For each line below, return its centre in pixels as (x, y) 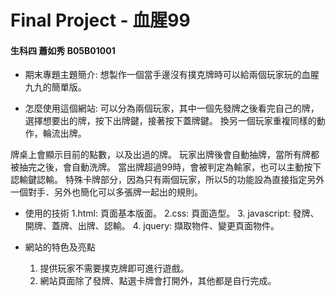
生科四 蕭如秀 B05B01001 (63, 50)
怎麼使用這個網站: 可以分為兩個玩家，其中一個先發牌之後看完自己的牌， (172, 108)
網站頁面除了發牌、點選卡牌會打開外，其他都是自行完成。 (158, 281)
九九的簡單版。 (55, 87)
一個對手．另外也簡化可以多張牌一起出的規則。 (106, 192)
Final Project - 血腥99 (100, 20)
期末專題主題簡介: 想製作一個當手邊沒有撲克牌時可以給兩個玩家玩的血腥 (172, 75)
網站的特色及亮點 (60, 247)
